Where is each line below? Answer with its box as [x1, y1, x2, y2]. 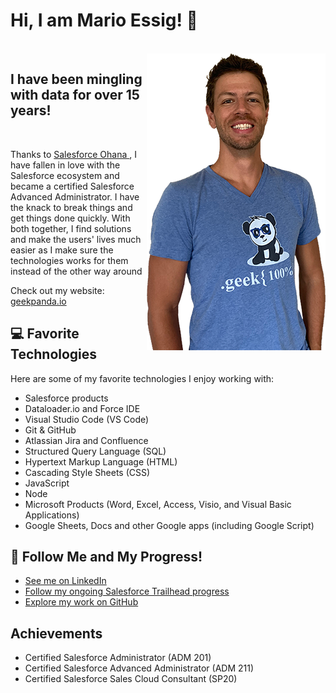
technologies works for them [10, 254, 129, 266]
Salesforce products [24, 392, 109, 404]
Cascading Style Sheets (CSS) [24, 466, 151, 478]
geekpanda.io [10, 295, 67, 307]
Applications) [24, 509, 80, 521]
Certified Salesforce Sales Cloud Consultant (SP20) [24, 673, 238, 685]
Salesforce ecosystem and [10, 169, 120, 181]
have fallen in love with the [10, 159, 121, 171]
